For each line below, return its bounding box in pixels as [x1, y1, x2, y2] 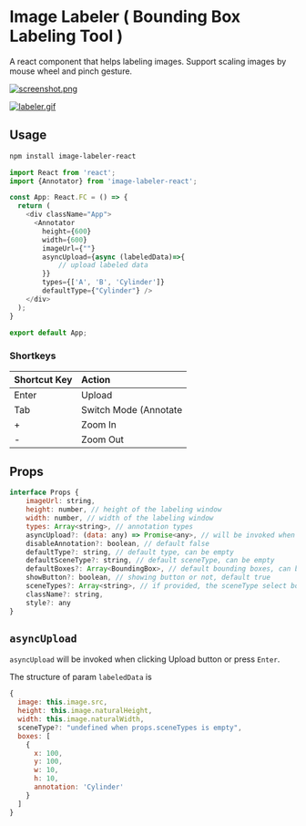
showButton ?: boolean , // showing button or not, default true [25, 573, 271, 583]
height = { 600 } [42, 226, 92, 236]
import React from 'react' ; [9, 168, 117, 177]
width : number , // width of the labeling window [25, 513, 214, 523]
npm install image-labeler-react [9, 151, 137, 160]
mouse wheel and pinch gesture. [9, 66, 133, 77]
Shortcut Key [14, 373, 73, 386]
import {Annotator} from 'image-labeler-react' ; [9, 176, 198, 186]
